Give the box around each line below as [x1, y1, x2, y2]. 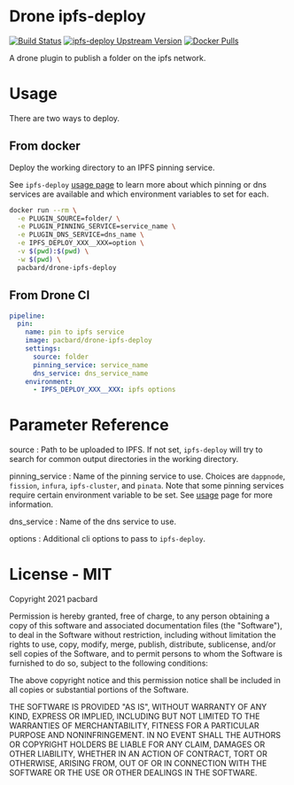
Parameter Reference [9, 415, 170, 435]
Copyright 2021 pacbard [9, 594, 98, 604]
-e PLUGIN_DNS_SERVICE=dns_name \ [17, 230, 144, 240]
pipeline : [9, 312, 46, 320]
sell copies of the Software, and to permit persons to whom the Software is [9, 649, 283, 659]
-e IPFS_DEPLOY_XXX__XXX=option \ [17, 239, 144, 248]
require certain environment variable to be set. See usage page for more [9, 489, 273, 501]
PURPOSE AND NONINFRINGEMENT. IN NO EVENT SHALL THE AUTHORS [9, 730, 282, 741]
